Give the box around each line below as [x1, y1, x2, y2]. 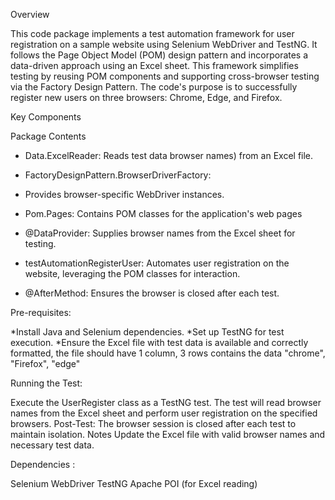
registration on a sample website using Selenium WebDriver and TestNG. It [10, 39, 318, 50]
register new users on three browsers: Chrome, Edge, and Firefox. [10, 92, 283, 103]
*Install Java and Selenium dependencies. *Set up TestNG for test [10, 326, 285, 338]
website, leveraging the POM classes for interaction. [24, 268, 241, 279]
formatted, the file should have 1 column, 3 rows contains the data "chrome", [10, 347, 326, 359]
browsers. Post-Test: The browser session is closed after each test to [10, 418, 297, 429]
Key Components [10, 111, 82, 123]
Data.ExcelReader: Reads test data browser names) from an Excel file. [24, 150, 314, 161]
